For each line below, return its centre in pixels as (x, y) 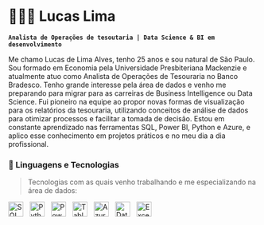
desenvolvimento (35, 44)
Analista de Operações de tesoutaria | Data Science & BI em (112, 37)
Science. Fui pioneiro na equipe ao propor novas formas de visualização (126, 101)
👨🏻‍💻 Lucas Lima (62, 16)
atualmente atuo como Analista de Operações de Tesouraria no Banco (123, 76)
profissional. (29, 144)
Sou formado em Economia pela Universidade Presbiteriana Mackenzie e (128, 68)
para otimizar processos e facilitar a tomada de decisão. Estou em (116, 118)
